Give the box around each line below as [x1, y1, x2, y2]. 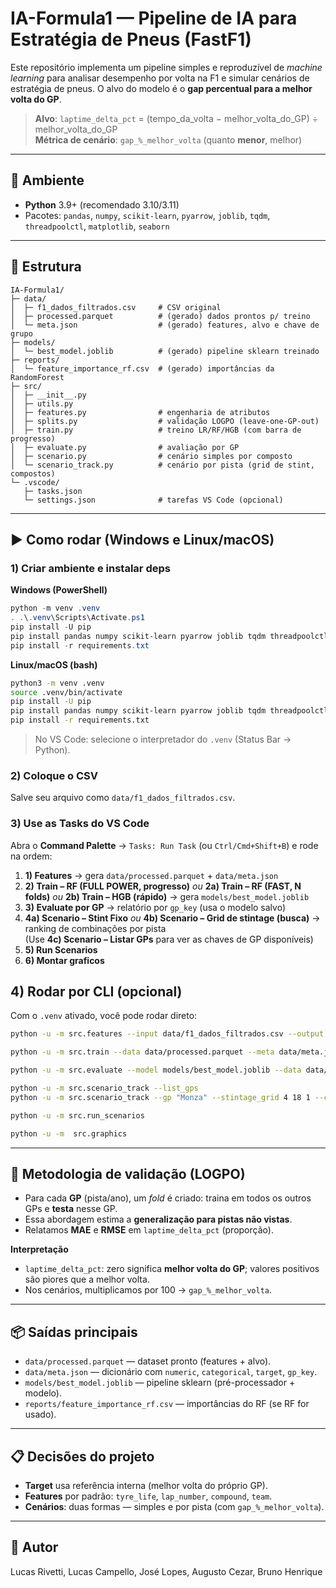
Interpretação [10, 1243, 69, 1256]
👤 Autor [10, 1539, 59, 1556]
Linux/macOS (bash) [10, 658, 98, 671]
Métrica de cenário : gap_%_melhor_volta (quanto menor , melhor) [34, 133, 303, 146]
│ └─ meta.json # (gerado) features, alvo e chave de [10, 320, 320, 330]
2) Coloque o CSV [10, 768, 98, 782]
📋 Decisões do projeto [10, 1448, 155, 1465]
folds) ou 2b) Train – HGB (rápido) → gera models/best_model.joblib [24, 890, 310, 902]
